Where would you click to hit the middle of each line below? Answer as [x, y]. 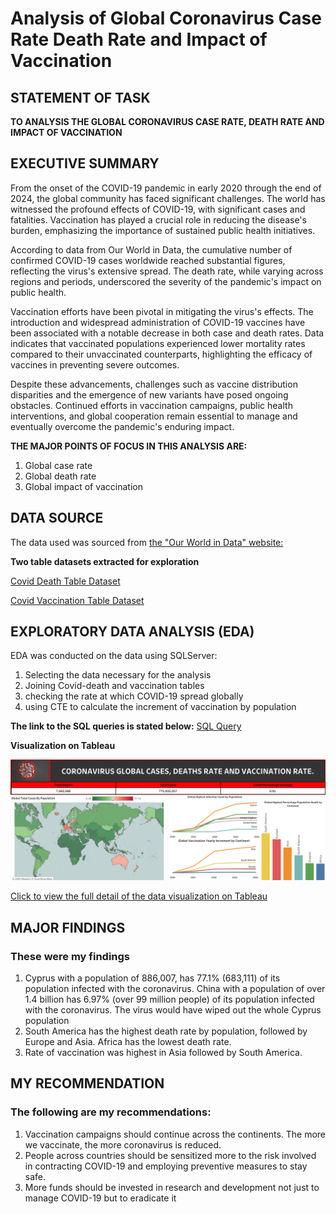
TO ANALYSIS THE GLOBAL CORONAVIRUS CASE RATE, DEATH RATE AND [167, 121]
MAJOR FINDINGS [68, 927]
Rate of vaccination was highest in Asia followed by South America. [163, 1053]
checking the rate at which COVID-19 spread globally [134, 696]
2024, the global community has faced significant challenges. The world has [168, 198]
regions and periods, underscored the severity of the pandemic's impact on [166, 281]
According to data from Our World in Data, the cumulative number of [151, 249]
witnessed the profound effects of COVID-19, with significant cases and [158, 209]
